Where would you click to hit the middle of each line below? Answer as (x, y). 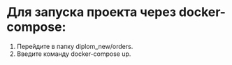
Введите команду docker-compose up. (74, 54)
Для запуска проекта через (91, 12)
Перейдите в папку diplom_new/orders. (75, 46)
